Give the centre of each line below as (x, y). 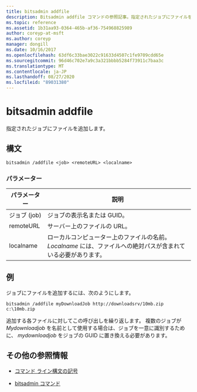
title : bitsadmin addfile (38, 11)
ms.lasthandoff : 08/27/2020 (40, 77)
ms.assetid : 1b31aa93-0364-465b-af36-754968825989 (69, 28)
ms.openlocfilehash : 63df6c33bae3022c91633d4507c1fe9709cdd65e (85, 55)
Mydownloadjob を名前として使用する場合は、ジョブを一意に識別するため (96, 328)
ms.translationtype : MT (35, 66)
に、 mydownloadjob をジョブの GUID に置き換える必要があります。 (88, 335)
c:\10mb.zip (21, 309)
